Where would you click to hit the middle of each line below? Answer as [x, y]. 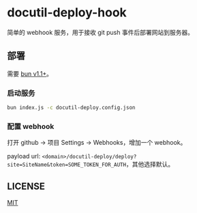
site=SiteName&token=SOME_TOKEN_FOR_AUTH [67, 165]
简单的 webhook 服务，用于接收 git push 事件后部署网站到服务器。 [101, 32]
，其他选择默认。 [150, 165]
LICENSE [26, 186]
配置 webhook [31, 126]
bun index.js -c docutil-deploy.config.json [71, 108]
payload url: [24, 156]
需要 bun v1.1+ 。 [30, 74]
